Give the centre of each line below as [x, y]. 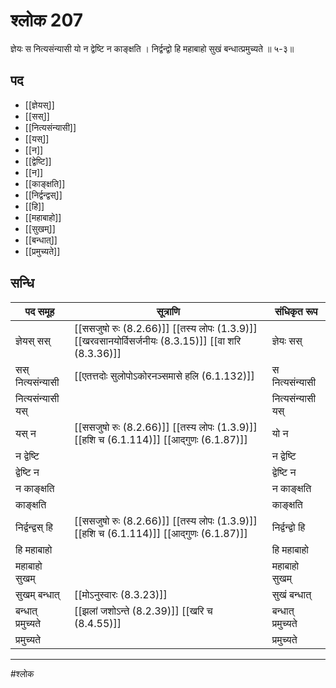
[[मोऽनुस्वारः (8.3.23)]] [120, 594]
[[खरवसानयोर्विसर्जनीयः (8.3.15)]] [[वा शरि [157, 341]
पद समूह [39, 311]
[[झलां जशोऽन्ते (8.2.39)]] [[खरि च [143, 611]
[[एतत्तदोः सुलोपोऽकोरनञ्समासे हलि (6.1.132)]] [164, 376]
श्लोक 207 [47, 20]
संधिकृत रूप [296, 311]
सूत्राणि [168, 311]
